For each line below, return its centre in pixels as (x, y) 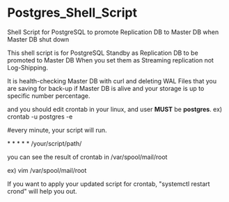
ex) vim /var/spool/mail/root (47, 170)
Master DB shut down (38, 39)
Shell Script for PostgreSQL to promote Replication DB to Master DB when (113, 32)
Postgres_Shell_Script (72, 13)
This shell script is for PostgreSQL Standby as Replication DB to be (103, 53)
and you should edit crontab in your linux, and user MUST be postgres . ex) (115, 109)
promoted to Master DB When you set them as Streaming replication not (111, 60)
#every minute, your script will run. (57, 130)
